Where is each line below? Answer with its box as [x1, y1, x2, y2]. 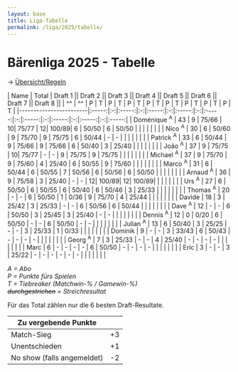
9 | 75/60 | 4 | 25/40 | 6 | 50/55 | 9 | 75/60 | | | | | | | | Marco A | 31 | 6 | [7, 158, 213, 168]
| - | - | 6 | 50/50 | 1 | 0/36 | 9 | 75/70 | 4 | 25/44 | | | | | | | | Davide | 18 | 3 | [7, 193, 225, 201]
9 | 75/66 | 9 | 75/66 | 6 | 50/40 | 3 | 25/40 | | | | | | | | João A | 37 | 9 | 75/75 [7, 140, 229, 150]
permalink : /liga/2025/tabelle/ [7, 23, 103, 31]
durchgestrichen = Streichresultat [7, 287, 107, 295]
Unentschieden [11, 341, 63, 351]
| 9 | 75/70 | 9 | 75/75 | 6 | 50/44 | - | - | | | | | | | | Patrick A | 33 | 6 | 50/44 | [7, 132, 227, 142]
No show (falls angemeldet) [11, 353, 104, 363]
